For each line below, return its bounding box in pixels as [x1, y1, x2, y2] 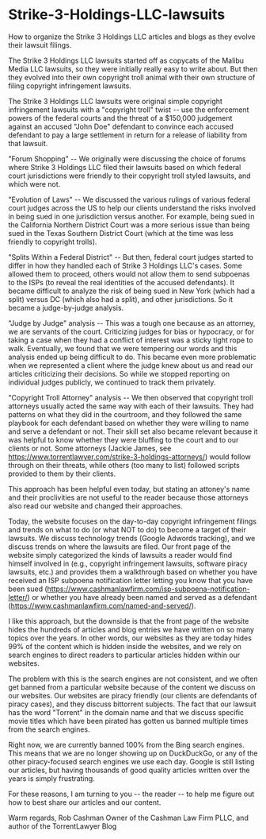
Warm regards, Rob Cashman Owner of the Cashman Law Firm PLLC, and [8, 813, 249, 822]
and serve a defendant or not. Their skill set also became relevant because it [8, 427, 258, 436]
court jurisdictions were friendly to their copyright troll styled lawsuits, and [8, 171, 251, 180]
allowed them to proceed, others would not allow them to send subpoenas [8, 269, 250, 279]
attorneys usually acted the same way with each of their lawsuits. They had [8, 401, 254, 411]
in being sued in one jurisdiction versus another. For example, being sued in [8, 211, 255, 221]
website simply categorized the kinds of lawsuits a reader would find [8, 550, 233, 559]
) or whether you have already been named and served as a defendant [27, 592, 257, 601]
